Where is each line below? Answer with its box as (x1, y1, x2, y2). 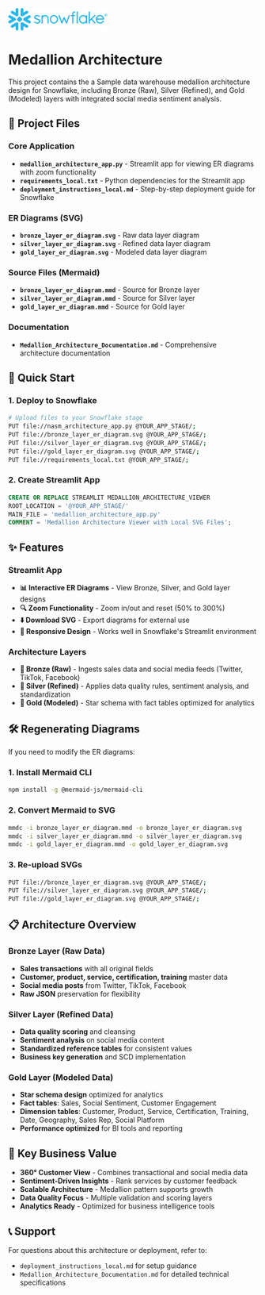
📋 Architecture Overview (8, 918, 137, 932)
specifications (19, 1278, 66, 1288)
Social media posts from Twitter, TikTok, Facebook (19, 980, 187, 990)
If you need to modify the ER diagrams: (8, 747, 136, 757)
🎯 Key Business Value (8, 1147, 117, 1160)
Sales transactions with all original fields (19, 963, 154, 973)
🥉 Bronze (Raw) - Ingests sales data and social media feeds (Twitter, (19, 664, 244, 674)
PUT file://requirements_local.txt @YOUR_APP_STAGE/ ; (8, 455, 190, 463)
